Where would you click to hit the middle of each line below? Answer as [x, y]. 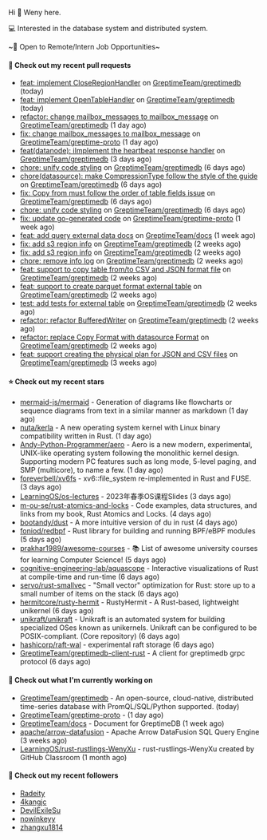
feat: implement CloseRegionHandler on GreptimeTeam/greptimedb [130, 83]
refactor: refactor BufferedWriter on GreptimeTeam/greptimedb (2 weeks [139, 320]
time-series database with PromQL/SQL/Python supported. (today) [130, 706]
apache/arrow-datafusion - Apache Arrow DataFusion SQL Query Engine [139, 731]
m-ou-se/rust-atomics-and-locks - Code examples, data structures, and [138, 505]
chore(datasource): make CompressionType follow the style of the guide [139, 176]
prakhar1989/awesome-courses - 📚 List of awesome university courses [139, 549]
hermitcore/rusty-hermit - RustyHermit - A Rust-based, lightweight [129, 602]
